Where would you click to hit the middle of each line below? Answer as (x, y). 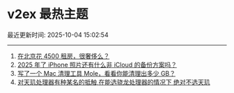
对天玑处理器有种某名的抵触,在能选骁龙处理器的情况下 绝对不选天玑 (114, 82)
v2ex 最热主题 (48, 14)
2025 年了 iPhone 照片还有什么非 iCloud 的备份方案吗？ (97, 65)
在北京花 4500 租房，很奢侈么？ (63, 56)
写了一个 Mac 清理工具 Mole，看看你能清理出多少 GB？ (96, 73)
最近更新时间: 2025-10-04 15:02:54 (58, 35)
